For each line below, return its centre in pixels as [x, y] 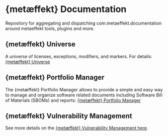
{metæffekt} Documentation [66, 9]
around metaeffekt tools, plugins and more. [50, 28]
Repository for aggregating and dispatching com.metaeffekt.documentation [83, 23]
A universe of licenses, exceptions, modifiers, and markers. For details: [79, 56]
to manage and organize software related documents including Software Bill [84, 95]
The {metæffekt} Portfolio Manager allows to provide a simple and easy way [84, 89]
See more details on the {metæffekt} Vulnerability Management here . [77, 128]
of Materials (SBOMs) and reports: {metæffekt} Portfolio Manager [73, 100]
